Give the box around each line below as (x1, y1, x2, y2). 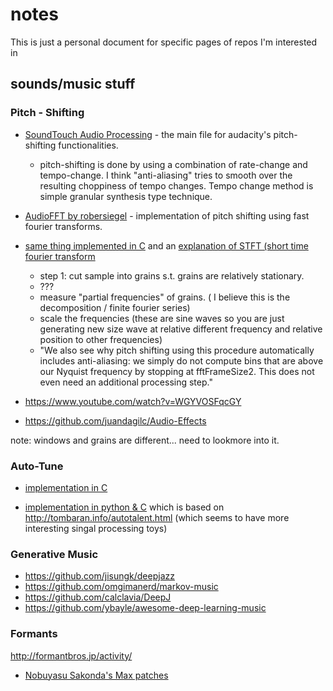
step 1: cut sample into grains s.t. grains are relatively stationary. (39, 269, 305, 282)
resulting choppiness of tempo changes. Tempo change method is (39, 179, 314, 192)
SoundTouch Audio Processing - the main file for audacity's (24, 128, 272, 140)
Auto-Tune (10, 459, 64, 473)
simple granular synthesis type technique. (39, 190, 213, 202)
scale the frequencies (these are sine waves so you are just (39, 312, 285, 324)
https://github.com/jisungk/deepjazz (24, 570, 175, 582)
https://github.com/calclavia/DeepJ (24, 591, 172, 603)
